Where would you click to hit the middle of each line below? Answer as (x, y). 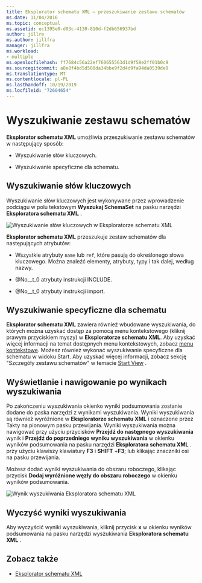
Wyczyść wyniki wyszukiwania (66, 513)
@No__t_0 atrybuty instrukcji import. (60, 291)
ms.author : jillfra (31, 40)
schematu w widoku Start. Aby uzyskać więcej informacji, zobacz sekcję (96, 356)
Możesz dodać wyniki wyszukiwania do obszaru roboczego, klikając (91, 469)
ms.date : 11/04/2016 (32, 18)
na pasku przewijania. (33, 457)
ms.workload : (23, 51)
